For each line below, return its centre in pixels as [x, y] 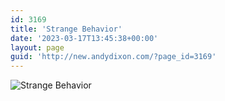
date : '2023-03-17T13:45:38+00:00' [84, 38]
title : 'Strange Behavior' [66, 29]
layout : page [37, 47]
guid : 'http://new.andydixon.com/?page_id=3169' [113, 57]
